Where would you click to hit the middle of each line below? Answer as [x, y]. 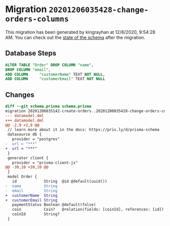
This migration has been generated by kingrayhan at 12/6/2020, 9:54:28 [80, 32]
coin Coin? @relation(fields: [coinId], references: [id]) [88, 210]
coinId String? [36, 214]
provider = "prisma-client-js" [45, 162]
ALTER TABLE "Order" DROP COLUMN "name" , [50, 65]
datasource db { [25, 135]
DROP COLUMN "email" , [28, 70]
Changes [20, 95]
